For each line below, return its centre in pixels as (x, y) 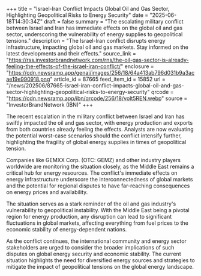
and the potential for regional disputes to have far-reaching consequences (98, 186)
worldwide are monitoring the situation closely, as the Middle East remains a (100, 166)
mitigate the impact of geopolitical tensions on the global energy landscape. (100, 267)
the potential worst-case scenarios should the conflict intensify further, (94, 136)
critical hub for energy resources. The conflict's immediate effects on (92, 173)
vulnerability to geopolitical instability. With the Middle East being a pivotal (98, 210)
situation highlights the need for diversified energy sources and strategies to (100, 260)
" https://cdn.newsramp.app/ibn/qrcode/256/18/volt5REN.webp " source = (97, 98)
